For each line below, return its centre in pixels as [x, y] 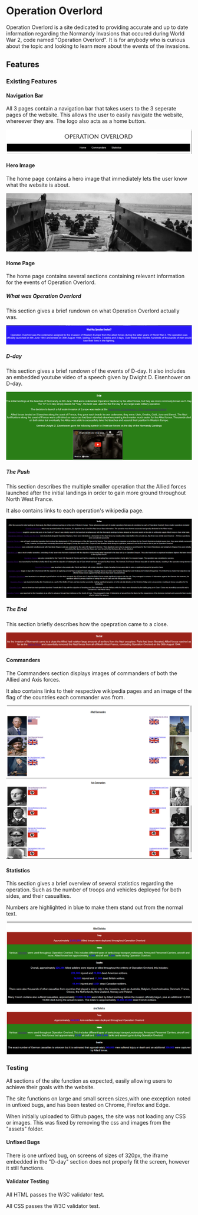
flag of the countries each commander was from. [66, 697]
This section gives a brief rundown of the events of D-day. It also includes [96, 371]
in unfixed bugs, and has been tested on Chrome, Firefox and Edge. [88, 1105]
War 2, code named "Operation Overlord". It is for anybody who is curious [96, 40]
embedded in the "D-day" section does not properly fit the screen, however [98, 1161]
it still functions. [25, 1168]
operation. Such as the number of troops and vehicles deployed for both [94, 890]
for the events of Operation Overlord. [51, 282]
